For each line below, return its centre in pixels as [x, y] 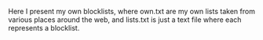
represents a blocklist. [44, 28]
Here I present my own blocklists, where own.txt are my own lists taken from [131, 11]
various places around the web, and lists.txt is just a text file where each [125, 20]
